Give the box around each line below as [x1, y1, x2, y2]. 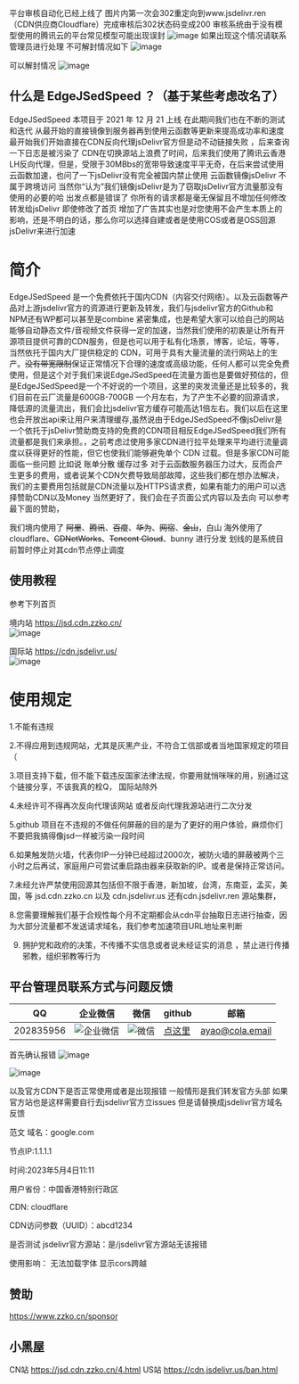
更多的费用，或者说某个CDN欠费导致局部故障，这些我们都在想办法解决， [16, 469, 284, 480]
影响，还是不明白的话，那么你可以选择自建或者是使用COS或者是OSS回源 [9, 214, 276, 225]
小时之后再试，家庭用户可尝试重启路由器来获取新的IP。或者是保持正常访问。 [9, 860, 289, 871]
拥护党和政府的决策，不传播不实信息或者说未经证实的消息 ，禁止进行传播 [21, 939, 290, 950]
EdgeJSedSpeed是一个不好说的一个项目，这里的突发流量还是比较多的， [16, 380, 281, 391]
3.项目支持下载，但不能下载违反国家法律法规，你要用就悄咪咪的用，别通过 [9, 770, 282, 780]
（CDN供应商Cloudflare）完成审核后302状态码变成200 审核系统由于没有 [9, 19, 276, 29]
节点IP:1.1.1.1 [9, 1146, 52, 1157]
